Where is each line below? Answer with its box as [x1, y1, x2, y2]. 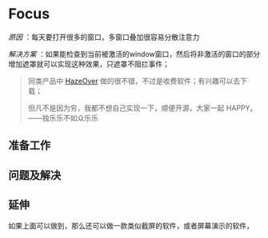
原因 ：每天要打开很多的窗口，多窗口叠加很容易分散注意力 [8, 32, 200, 42]
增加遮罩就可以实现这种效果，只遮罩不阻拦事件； [8, 59, 170, 69]
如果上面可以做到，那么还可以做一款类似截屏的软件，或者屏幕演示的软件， [8, 220, 254, 230]
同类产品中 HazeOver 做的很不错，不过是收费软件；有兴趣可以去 [27, 76, 241, 85]
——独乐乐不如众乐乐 [27, 113, 98, 122]
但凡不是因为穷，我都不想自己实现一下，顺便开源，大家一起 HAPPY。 [27, 103, 258, 113]
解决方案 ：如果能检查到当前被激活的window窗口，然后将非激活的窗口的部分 [8, 49, 261, 58]
